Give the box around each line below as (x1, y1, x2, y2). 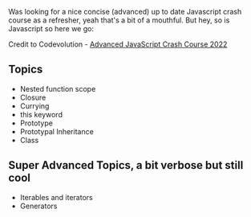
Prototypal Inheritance (19, 126, 94, 136)
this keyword (19, 109, 63, 119)
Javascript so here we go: (8, 24, 95, 33)
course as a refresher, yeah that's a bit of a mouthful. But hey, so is (8, 15, 230, 25)
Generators (19, 201, 58, 211)
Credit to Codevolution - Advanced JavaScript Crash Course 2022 (8, 39, 228, 49)
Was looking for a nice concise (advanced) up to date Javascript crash (8, 7, 242, 16)
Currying (19, 100, 50, 111)
